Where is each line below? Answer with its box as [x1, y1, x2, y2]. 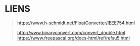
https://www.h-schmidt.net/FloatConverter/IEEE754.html [17, 20, 135, 26]
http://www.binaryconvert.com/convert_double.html [17, 29, 126, 35]
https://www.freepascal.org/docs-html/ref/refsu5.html [17, 35, 130, 41]
